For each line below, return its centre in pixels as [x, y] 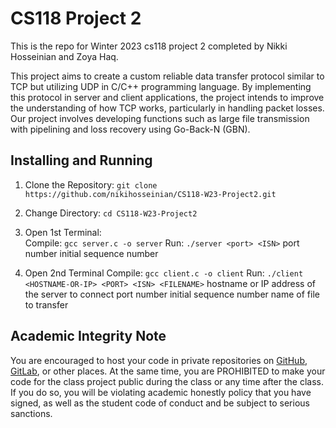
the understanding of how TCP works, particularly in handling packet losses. [167, 108]
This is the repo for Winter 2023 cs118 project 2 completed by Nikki [149, 46]
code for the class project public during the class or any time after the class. [167, 381]
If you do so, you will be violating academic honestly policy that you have [161, 392]
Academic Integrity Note [88, 336]
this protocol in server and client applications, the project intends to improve [167, 97]
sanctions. [31, 413]
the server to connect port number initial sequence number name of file [172, 294]
